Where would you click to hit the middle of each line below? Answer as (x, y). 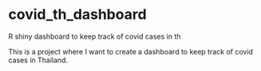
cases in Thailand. (38, 60)
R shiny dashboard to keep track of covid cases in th (95, 36)
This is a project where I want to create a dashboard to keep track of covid (131, 51)
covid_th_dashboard (77, 15)
